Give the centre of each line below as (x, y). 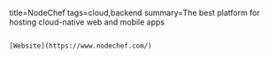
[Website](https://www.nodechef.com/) (81, 46)
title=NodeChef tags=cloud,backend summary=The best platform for (135, 13)
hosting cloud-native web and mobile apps (87, 22)
